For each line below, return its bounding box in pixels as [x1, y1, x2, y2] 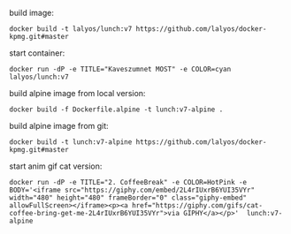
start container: [9, 48, 65, 58]
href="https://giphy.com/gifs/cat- [131, 201, 264, 210]
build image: [9, 8, 55, 18]
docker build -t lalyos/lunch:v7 [9, 25, 133, 34]
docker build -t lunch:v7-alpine [9, 138, 133, 147]
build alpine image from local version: [9, 88, 146, 98]
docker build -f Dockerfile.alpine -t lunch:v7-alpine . [9, 105, 224, 114]
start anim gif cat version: [9, 161, 103, 171]
